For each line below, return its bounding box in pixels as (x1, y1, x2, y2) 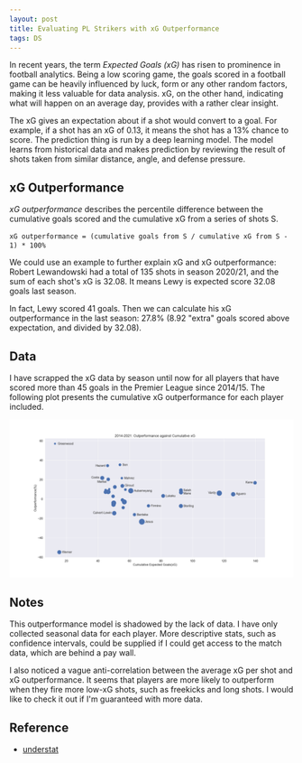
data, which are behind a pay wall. (9, 647, 137, 658)
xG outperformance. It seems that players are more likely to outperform (9, 675, 275, 685)
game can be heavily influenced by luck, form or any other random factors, (9, 79, 288, 89)
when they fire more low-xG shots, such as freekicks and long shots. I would (9, 684, 294, 695)
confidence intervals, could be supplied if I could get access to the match (9, 637, 282, 649)
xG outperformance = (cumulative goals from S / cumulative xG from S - (9, 232, 288, 241)
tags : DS (9, 33, 42, 42)
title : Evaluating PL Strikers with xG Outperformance (9, 23, 220, 33)
